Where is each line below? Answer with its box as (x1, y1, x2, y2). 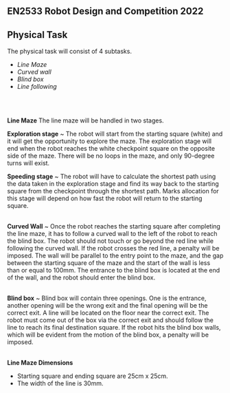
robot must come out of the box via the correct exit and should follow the (7, 316, 214, 324)
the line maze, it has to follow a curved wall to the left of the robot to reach (7, 230, 218, 238)
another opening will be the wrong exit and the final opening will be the (7, 301, 208, 310)
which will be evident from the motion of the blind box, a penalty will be (7, 330, 209, 339)
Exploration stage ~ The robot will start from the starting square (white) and (7, 130, 223, 138)
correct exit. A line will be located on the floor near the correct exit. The (7, 309, 209, 317)
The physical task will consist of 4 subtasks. (7, 47, 133, 56)
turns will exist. (7, 159, 50, 167)
